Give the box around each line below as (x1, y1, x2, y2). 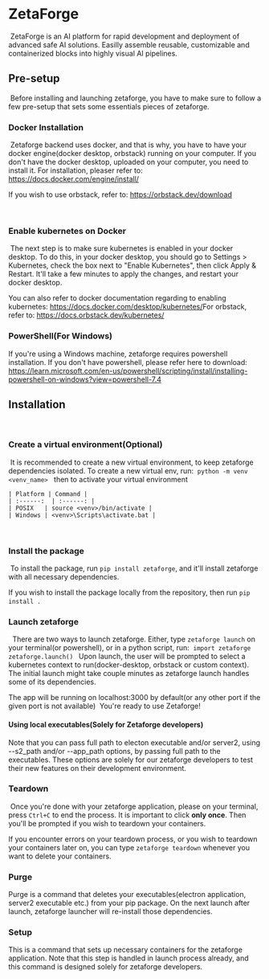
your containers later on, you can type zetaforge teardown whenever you (8, 842, 251, 852)
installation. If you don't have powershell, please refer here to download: (8, 357, 247, 367)
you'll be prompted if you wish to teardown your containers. (8, 818, 206, 828)
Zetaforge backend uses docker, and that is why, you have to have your (10, 140, 247, 150)
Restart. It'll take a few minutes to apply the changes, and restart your (8, 269, 239, 279)
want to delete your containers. (8, 851, 112, 861)
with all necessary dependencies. (8, 572, 120, 582)
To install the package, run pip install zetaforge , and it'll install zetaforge (10, 563, 259, 573)
